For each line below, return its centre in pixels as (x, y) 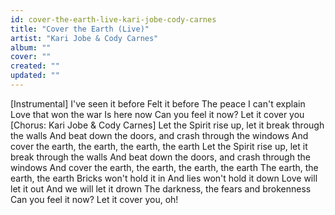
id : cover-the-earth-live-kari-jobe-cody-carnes (113, 19)
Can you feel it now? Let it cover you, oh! (94, 199)
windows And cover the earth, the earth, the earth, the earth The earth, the (164, 167)
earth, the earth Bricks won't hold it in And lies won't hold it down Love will (164, 178)
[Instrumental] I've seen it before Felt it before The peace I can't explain (158, 103)
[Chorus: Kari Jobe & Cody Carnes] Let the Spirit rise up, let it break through (167, 125)
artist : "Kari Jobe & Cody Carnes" (84, 38)
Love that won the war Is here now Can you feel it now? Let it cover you (157, 114)
